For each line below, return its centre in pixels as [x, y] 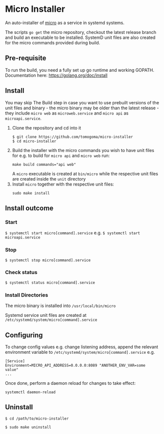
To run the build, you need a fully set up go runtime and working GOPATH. [80, 70]
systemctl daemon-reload [30, 392]
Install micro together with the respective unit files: [63, 184]
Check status [21, 273]
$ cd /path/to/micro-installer [37, 418]
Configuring [24, 335]
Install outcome [29, 208]
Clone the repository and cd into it [47, 128]
